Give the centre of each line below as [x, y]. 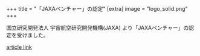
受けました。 [33, 35]
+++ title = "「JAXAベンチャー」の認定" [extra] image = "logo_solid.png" [97, 9]
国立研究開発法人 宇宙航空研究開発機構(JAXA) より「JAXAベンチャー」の [98, 28]
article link [19, 47]
